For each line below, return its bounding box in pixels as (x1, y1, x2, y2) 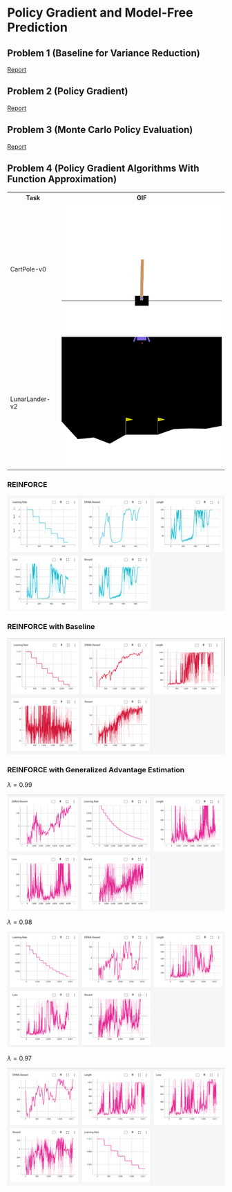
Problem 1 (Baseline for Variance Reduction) (7, 47, 200, 59)
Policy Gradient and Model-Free (7, 5, 193, 21)
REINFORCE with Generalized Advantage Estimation (7, 765, 185, 774)
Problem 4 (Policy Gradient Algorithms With (7, 163, 200, 175)
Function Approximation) (7, 173, 117, 185)
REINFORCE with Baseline (7, 621, 95, 631)
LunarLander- (10, 395, 50, 403)
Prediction (7, 19, 68, 35)
